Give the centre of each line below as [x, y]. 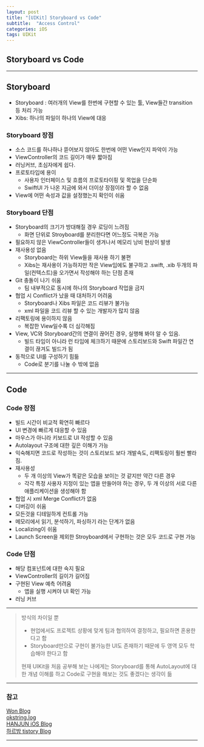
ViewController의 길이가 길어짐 [52, 576]
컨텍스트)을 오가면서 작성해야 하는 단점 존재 [83, 273]
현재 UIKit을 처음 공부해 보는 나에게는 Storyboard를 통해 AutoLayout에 [105, 667]
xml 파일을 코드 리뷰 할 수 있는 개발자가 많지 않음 [82, 311]
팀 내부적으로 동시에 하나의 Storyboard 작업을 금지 [84, 288]
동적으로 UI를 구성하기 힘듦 [47, 357]
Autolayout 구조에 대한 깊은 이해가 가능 [62, 445]
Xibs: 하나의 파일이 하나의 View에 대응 [61, 118]
